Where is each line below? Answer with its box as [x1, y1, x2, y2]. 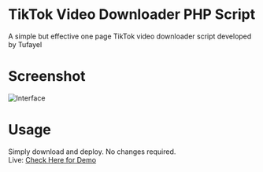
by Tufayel [8, 39, 43, 49]
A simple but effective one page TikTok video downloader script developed [8, 31, 252, 41]
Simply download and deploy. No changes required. [8, 147, 176, 156]
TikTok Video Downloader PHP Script [8, 5, 256, 24]
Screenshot [8, 68, 86, 86]
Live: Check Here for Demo [8, 155, 97, 164]
